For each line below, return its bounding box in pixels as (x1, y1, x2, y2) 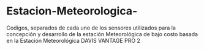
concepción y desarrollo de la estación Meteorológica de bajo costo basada (6, 30, 198, 37)
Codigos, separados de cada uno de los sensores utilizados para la (6, 24, 176, 31)
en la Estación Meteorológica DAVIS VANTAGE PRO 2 (6, 37, 141, 44)
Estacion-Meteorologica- (6, 4, 138, 18)
